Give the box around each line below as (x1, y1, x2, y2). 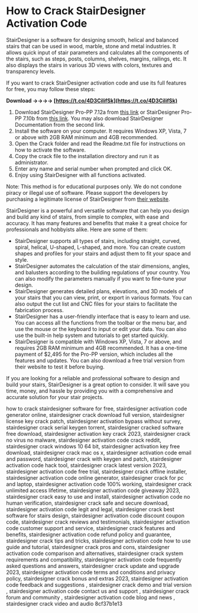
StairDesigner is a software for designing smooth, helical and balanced (6, 36, 179, 43)
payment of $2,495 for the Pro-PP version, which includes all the (14, 351, 173, 358)
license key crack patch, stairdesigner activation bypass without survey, (6, 418, 182, 425)
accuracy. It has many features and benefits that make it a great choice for (6, 219, 188, 226)
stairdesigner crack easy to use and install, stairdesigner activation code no (6, 493, 190, 500)
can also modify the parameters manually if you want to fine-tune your (14, 275, 187, 282)
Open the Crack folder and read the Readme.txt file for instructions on (14, 140, 186, 147)
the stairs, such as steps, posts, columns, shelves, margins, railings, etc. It (6, 55, 187, 62)
